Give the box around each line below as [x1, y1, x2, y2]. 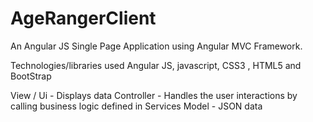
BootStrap [10, 70, 52, 82]
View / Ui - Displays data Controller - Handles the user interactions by [10, 89, 298, 101]
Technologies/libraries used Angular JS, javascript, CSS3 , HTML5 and [10, 59, 302, 71]
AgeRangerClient [10, 7, 157, 30]
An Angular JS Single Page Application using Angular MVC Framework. [10, 40, 303, 52]
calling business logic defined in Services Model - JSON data [10, 100, 263, 112]
